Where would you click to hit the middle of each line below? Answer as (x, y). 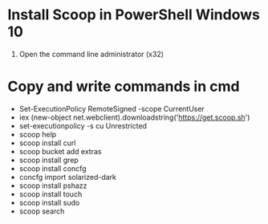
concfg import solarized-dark (68, 177)
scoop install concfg (53, 168)
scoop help (38, 134)
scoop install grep (49, 160)
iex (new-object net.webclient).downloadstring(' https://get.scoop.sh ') (134, 117)
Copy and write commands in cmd (124, 87)
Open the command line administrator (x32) (91, 54)
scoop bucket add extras (60, 151)
